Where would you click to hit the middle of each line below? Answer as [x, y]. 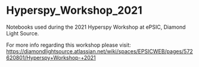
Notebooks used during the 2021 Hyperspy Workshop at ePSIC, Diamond [96, 27]
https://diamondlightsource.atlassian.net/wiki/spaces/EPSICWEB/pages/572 [100, 51]
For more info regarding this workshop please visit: [69, 45]
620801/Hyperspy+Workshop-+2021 [51, 57]
